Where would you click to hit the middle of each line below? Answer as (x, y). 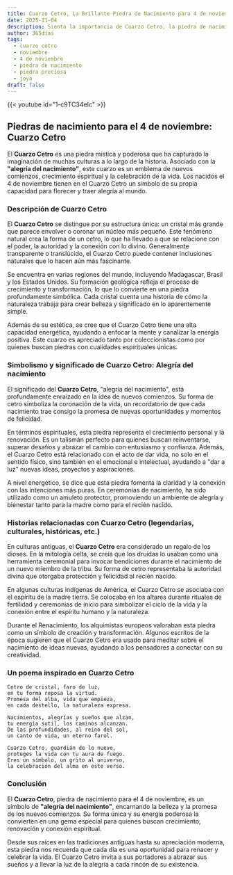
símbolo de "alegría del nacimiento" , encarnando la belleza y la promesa (112, 806)
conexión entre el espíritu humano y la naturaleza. (79, 611)
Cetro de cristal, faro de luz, (54, 687)
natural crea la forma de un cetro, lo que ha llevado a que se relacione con (113, 239)
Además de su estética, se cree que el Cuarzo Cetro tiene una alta (102, 325)
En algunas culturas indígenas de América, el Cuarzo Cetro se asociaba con (115, 589)
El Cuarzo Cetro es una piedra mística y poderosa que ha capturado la (108, 154)
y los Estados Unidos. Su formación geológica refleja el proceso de (103, 282)
